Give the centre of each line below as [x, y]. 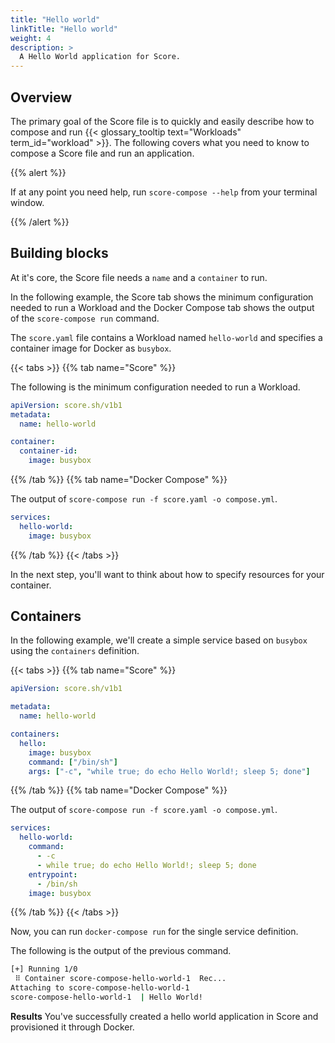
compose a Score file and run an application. [102, 153]
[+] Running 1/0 [44, 969]
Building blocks [59, 253]
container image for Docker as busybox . [91, 348]
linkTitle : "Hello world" [64, 29]
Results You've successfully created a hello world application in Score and [164, 1016]
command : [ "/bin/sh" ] [73, 762]
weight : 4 [31, 38]
